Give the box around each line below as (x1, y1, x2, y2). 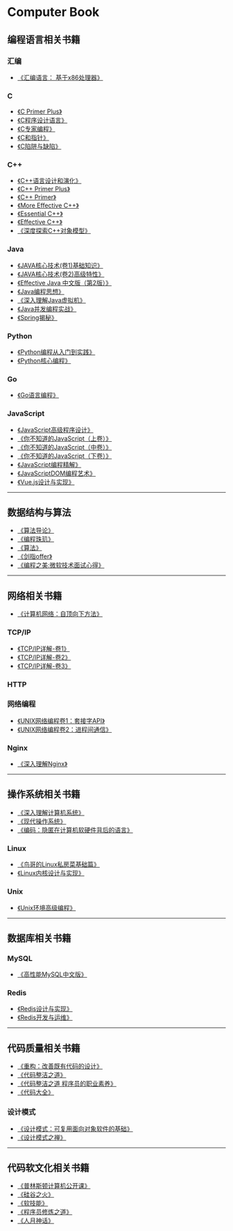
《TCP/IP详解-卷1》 (17, 644, 70, 653)
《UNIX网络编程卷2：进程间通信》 (17, 725, 112, 733)
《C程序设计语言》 (17, 116, 68, 125)
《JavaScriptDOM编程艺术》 (17, 469, 96, 477)
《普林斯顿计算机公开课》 (17, 1182, 91, 1190)
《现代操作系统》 (17, 817, 67, 825)
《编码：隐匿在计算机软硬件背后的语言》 (17, 825, 133, 834)
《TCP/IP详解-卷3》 (17, 662, 71, 670)
